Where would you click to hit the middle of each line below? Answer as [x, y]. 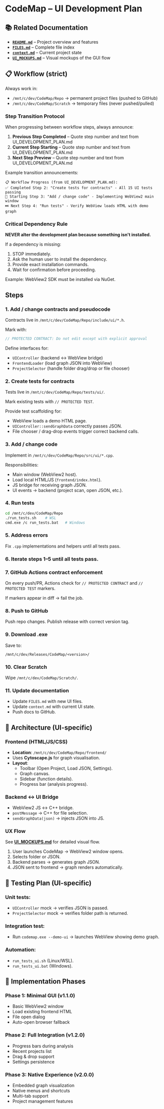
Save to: [14, 645]
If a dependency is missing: [33, 244]
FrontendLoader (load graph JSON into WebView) [62, 363]
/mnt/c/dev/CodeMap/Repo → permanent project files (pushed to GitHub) [85, 98]
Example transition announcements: [42, 173]
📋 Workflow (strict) [36, 74]
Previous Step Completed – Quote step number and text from [75, 137]
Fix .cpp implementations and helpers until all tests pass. [63, 546]
